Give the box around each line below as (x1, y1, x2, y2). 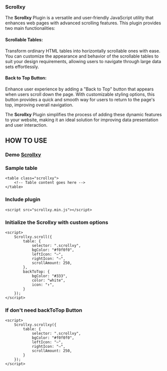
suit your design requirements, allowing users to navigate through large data (5, 58, 162, 64)
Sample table (5, 164, 38, 171)
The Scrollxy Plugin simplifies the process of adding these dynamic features (5, 111, 162, 117)
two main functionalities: (5, 25, 56, 31)
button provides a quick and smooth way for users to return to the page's (5, 96, 155, 102)
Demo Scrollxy (5, 151, 41, 158)
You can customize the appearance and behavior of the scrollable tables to (5, 53, 159, 59)
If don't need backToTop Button (5, 306, 83, 313)
